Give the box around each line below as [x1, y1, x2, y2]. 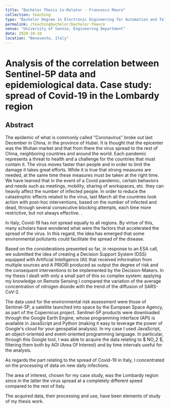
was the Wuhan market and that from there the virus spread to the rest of [5, 145, 158, 151]
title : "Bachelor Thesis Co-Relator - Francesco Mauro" [5, 7, 125, 13]
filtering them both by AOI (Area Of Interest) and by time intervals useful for [5, 342, 162, 348]
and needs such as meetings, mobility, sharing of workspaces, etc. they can [5, 183, 164, 189]
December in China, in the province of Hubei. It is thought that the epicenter [5, 140, 163, 146]
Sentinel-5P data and [5, 69, 96, 80]
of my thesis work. [5, 398, 44, 404]
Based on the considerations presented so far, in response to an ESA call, [5, 246, 158, 252]
